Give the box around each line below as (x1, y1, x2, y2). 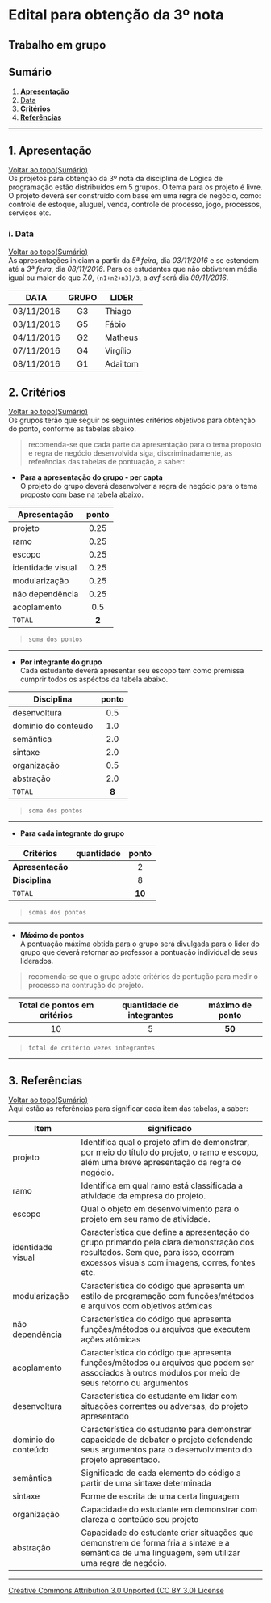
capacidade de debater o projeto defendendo (80, 1434, 254, 1445)
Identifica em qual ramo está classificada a (80, 1180, 244, 1191)
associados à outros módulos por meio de (80, 1368, 240, 1379)
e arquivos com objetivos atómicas (80, 1300, 213, 1312)
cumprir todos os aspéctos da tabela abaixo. (19, 674, 169, 685)
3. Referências (8, 1074, 83, 1088)
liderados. (19, 956, 54, 966)
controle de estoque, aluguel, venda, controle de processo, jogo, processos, (8, 200, 262, 210)
